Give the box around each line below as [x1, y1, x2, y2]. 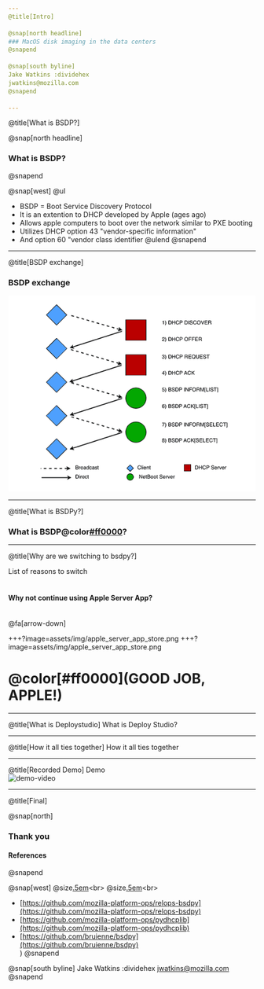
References [8, 850, 47, 860]
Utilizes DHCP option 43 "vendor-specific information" [19, 226, 197, 236]
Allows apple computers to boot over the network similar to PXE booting [19, 218, 253, 227]
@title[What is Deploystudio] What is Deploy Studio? [8, 720, 178, 730]
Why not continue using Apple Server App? [8, 593, 153, 602]
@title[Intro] [8, 13, 55, 20]
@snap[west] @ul [8, 186, 66, 196]
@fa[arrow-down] [8, 619, 67, 628]
